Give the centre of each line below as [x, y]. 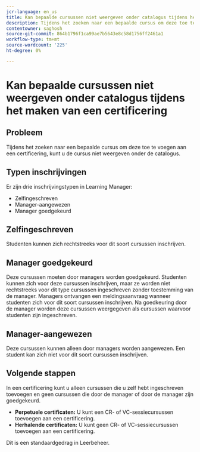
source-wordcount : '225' [37, 45]
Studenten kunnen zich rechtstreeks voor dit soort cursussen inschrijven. [96, 244]
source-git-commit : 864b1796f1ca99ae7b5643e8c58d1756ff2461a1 [85, 34]
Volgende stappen [41, 373]
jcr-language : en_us [32, 12]
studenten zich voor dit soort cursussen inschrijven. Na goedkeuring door [97, 303]
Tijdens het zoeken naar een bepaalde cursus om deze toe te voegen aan [96, 147]
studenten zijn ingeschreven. [42, 315]
